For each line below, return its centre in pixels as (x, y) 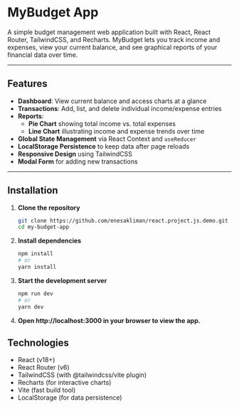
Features (27, 84)
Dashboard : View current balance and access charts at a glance (112, 101)
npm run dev (35, 293)
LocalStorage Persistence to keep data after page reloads (103, 146)
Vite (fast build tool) (47, 390)
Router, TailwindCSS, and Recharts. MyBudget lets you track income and (114, 39)
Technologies (38, 342)
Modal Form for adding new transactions (78, 161)
